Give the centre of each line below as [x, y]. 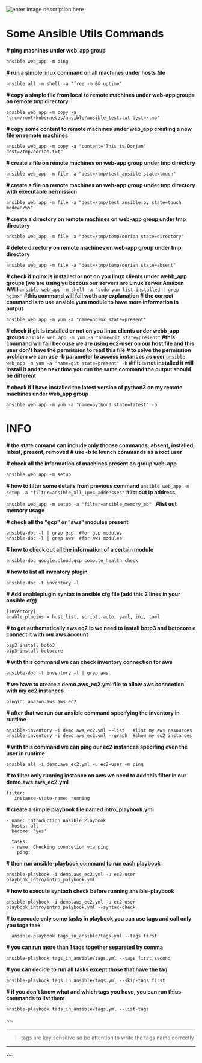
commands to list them [35, 998]
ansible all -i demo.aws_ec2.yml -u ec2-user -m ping [75, 764]
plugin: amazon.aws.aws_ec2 [41, 701]
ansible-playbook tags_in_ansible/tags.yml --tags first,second [88, 958]
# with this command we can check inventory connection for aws [90, 662]
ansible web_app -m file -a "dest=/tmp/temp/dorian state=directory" [95, 236]
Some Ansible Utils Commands [85, 34]
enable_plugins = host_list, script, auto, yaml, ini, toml [83, 617]
